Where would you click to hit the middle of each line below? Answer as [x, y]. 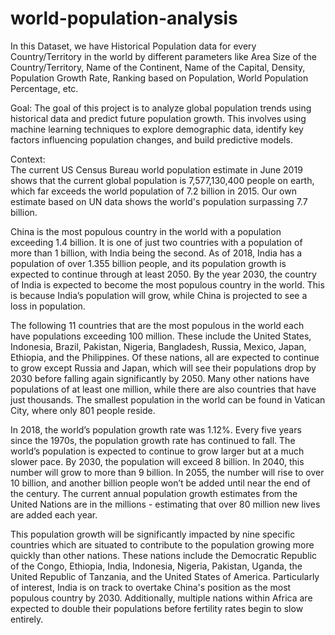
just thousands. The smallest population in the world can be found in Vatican [168, 399]
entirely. [27, 619]
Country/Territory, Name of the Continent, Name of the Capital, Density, [158, 67]
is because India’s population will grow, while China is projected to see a [159, 295]
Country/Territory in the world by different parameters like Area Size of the [163, 56]
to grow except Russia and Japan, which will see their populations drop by [163, 368]
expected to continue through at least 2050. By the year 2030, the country [163, 274]
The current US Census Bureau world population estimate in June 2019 [156, 169]
